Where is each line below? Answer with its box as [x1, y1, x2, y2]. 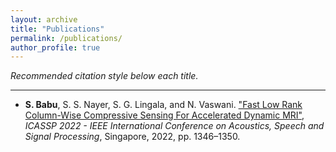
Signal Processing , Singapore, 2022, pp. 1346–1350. [24, 131, 241, 143]
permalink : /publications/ [10, 33, 123, 43]
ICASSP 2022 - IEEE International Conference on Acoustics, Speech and [24, 120, 325, 132]
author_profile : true [10, 42, 101, 53]
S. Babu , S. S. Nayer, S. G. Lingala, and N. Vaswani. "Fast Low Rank [24, 99, 303, 111]
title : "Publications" [10, 24, 105, 34]
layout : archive [10, 14, 78, 25]
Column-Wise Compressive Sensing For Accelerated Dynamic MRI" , [24, 109, 305, 121]
